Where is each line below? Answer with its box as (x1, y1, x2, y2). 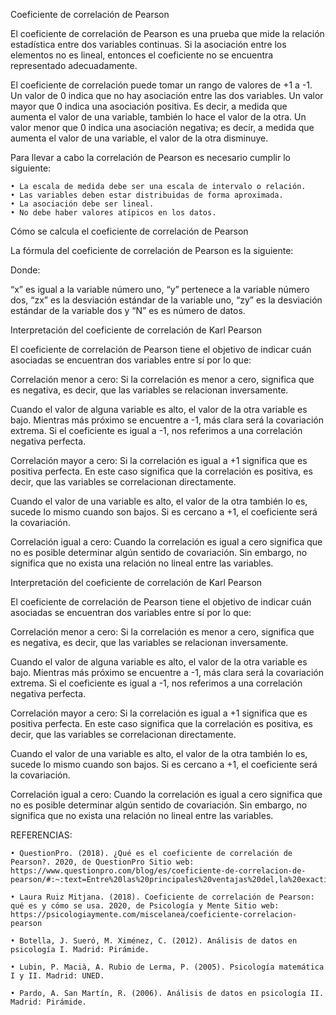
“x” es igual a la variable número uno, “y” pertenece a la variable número (10, 284, 310, 295)
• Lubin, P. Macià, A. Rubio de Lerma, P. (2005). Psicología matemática (10, 962, 325, 972)
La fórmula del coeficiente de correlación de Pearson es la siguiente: (10, 245, 294, 256)
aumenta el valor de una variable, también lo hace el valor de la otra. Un (10, 111, 307, 123)
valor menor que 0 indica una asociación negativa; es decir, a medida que (10, 122, 315, 133)
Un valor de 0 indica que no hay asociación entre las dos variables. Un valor (10, 90, 324, 101)
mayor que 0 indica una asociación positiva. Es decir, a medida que (10, 100, 288, 112)
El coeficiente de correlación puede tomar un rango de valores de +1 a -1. (10, 79, 313, 91)
